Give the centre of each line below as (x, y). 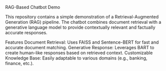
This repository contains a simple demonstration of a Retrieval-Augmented (82, 17)
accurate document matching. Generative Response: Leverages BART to (80, 47)
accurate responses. (26, 33)
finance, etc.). (19, 63)
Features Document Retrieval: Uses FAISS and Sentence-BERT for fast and (82, 42)
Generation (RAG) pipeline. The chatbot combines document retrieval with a (83, 22)
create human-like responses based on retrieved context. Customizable (79, 53)
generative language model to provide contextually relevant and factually (80, 27)
